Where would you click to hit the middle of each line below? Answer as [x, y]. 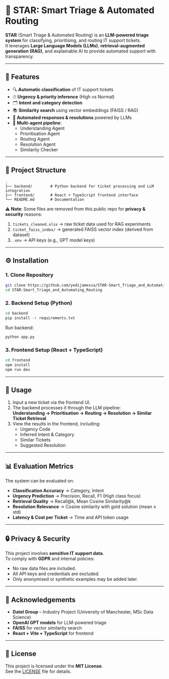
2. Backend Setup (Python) [39, 303]
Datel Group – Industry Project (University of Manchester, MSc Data [83, 612]
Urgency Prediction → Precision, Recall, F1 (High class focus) [76, 496]
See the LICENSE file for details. [38, 671]
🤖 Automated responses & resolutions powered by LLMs [72, 117]
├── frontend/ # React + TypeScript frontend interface [72, 195]
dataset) [21, 234]
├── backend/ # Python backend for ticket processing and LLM [80, 186]
